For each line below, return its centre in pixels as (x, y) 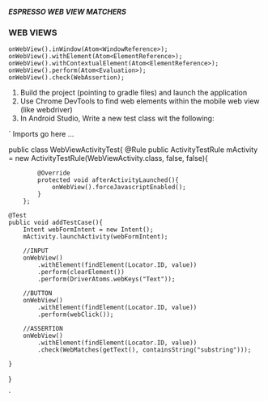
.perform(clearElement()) (81, 272)
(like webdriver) (46, 110)
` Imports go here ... (41, 134)
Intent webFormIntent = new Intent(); (88, 230)
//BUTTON (38, 293)
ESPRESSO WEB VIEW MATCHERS (68, 12)
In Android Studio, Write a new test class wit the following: (117, 118)
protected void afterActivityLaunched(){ (108, 180)
